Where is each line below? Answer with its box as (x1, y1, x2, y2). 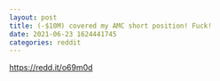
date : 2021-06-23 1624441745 (9, 29, 117, 38)
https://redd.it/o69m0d (9, 62, 93, 73)
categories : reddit (9, 37, 82, 47)
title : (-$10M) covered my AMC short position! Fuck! (9, 21, 213, 30)
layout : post (9, 12, 58, 22)
